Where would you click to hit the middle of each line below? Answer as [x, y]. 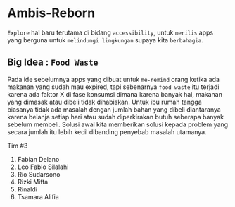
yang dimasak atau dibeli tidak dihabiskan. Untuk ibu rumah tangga [104, 102]
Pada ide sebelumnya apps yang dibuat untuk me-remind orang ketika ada [114, 79]
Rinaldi [27, 189]
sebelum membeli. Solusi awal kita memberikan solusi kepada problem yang [118, 124]
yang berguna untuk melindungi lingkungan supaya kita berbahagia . [106, 40]
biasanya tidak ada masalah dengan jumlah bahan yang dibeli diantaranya [114, 109]
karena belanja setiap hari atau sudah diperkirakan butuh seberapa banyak [115, 117]
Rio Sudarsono [39, 174]
